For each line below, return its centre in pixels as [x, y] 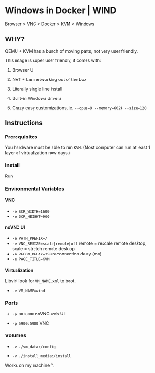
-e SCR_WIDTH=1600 [31, 211]
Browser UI [23, 70]
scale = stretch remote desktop [43, 249]
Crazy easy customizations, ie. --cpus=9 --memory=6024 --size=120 [79, 108]
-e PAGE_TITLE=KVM [31, 259]
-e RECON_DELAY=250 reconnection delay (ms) [57, 254]
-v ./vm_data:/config [34, 347]
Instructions [24, 123]
